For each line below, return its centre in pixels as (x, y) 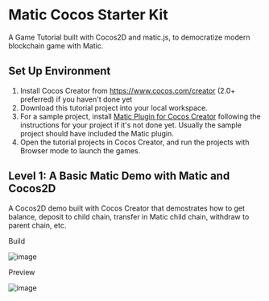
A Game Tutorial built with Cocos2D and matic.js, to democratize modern (129, 37)
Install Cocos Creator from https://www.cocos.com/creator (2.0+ (128, 90)
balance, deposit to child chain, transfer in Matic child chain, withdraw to (129, 216)
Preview (22, 272)
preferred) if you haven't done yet (76, 99)
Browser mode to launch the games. (80, 150)
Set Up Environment (60, 71)
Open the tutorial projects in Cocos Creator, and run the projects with (134, 142)
